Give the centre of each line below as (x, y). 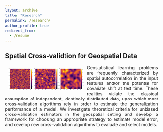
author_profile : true (27, 26)
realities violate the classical (122, 93)
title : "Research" (24, 15)
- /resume (19, 36)
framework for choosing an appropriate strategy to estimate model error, (81, 119)
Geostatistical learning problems (122, 67)
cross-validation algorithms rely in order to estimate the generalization (81, 104)
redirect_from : (20, 31)
